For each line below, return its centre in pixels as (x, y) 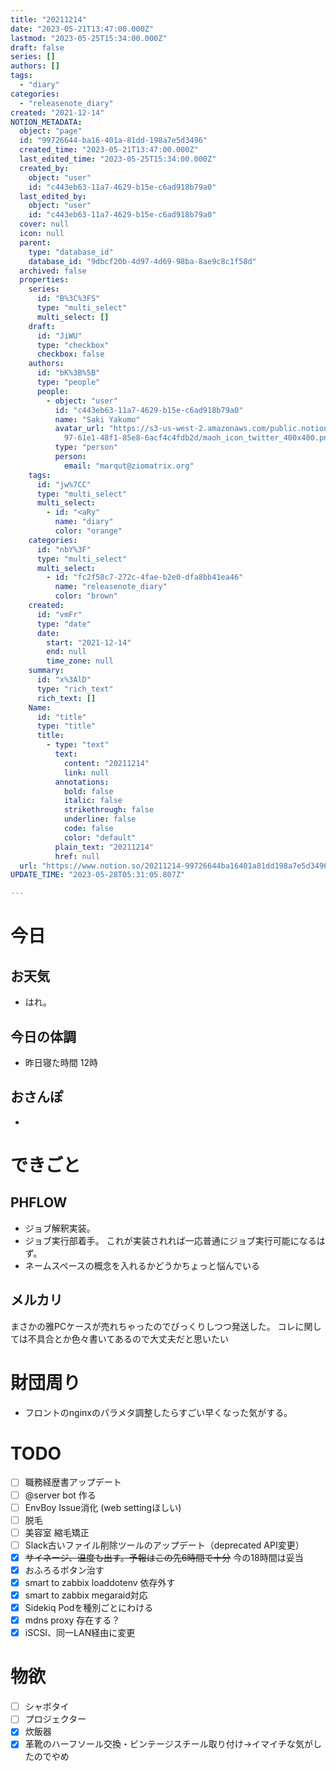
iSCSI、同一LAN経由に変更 (80, 1633)
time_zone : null (80, 661)
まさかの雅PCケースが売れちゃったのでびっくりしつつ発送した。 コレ (153, 1326)
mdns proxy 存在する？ (72, 1620)
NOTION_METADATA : (46, 122)
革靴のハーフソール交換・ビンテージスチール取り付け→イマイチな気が (169, 1744)
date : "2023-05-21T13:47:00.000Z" (82, 29)
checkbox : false (70, 354)
